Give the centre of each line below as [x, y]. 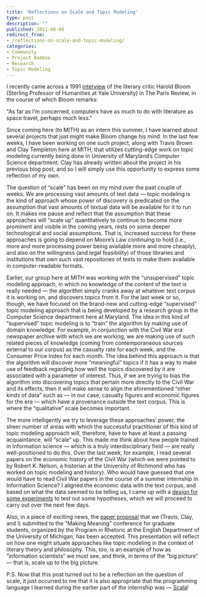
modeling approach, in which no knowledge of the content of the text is [97, 284]
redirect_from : [26, 35]
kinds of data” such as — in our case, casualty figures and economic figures [103, 395]
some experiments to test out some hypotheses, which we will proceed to [99, 499]
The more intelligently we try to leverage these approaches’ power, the [96, 420]
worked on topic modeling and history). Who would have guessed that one [101, 472]
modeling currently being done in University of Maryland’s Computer [93, 156]
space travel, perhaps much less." [49, 118]
